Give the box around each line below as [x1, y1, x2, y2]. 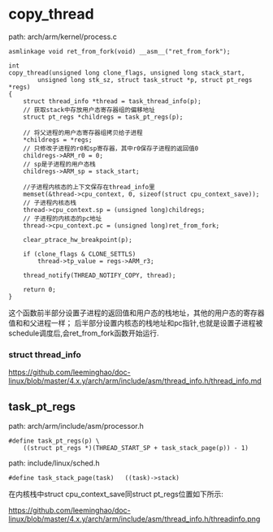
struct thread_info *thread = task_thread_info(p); [23, 97, 201, 106]
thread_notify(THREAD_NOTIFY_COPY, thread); [23, 271, 176, 279]
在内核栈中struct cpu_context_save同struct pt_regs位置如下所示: [8, 489, 223, 500]
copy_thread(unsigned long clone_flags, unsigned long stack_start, [8, 68, 245, 77]
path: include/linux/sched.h [8, 458, 100, 468]
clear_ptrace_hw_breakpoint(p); [23, 236, 132, 244]
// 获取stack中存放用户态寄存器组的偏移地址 [23, 106, 156, 114]
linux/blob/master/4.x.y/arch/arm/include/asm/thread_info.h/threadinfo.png [8, 514, 261, 524]
